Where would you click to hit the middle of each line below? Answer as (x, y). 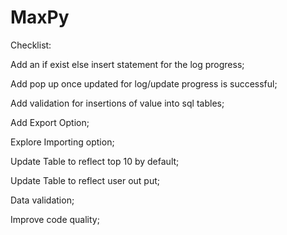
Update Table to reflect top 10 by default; (95, 161)
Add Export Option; (50, 122)
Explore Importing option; (62, 142)
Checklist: (31, 45)
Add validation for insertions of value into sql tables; (117, 103)
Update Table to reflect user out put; (85, 180)
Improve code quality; (55, 219)
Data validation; (42, 200)
